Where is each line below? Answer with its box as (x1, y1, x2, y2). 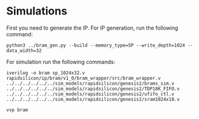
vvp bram (6, 107, 28, 113)
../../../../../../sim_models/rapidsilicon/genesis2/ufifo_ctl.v (6, 91, 174, 97)
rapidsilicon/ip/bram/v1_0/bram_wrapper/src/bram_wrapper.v (6, 75, 161, 81)
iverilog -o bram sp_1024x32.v (6, 69, 85, 76)
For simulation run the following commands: (6, 58, 116, 65)
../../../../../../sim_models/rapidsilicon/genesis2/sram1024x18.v (6, 96, 180, 102)
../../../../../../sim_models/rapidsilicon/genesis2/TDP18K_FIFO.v (6, 86, 180, 92)
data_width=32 (6, 47, 42, 54)
